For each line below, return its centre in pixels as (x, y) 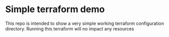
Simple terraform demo (55, 9)
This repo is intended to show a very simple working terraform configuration (85, 23)
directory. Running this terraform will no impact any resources (70, 28)
